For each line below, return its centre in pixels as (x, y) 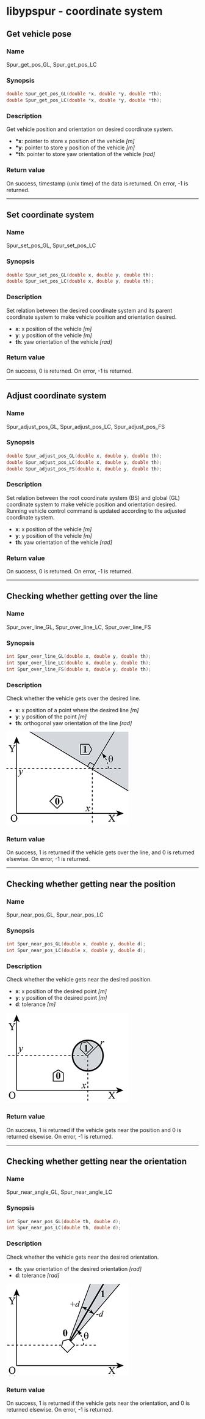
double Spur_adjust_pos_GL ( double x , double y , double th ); (85, 456)
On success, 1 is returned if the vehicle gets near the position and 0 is (94, 1130)
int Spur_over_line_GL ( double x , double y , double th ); (79, 657)
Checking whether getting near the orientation (97, 1161)
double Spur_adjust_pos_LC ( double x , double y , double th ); (85, 462)
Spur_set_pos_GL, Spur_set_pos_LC (51, 245)
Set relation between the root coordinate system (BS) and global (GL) (93, 497)
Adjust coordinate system (56, 396)
